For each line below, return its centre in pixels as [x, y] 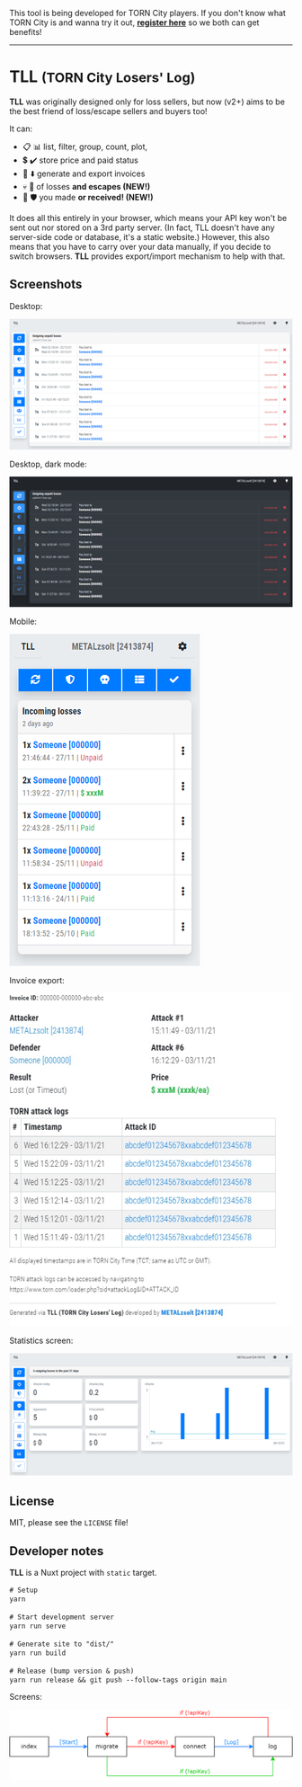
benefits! [26, 32]
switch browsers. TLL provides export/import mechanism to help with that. [147, 256]
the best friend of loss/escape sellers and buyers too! [109, 111]
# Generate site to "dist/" [62, 1644]
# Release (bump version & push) [72, 1671]
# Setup [24, 1590]
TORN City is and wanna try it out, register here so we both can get [134, 22]
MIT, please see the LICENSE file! [69, 1523]
